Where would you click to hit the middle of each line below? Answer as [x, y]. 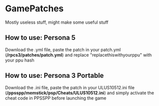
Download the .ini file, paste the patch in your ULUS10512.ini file [70, 87]
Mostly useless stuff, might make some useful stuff [57, 22]
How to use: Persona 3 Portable [55, 76]
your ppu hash [20, 60]
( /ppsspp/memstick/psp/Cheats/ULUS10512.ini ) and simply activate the [79, 93]
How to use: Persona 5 [40, 38]
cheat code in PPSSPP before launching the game [56, 98]
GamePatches [34, 9]
